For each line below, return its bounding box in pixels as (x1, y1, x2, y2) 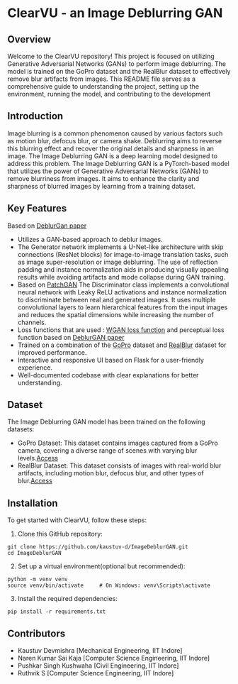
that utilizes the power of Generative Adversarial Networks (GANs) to (7, 167, 209, 175)
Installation (7, 497, 58, 509)
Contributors (7, 627, 66, 639)
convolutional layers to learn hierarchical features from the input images (17, 303, 228, 311)
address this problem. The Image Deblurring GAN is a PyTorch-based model (7, 159, 230, 167)
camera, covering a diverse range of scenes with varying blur (17, 446, 198, 455)
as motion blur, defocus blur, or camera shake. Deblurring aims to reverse (7, 136, 222, 145)
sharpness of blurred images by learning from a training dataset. (7, 182, 196, 190)
